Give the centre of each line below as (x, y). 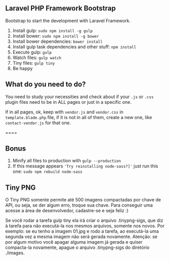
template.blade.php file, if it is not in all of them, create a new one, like (79, 117)
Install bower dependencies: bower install (58, 41)
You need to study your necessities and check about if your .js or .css (79, 97)
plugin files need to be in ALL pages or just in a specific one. (69, 102)
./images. (15, 253)
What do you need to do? (46, 84)
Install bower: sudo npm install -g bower (56, 36)
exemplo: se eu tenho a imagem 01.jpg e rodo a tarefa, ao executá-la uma (82, 231)
